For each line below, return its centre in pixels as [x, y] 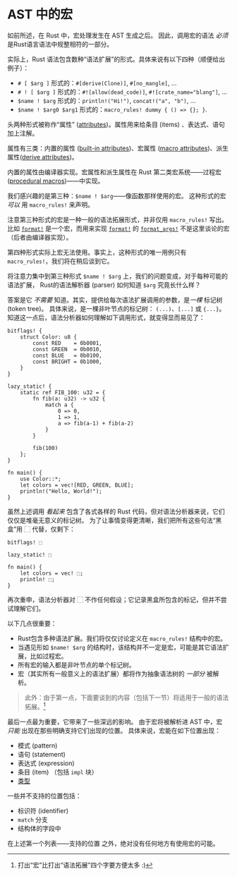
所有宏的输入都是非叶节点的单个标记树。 [76, 664]
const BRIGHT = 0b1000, [67, 361]
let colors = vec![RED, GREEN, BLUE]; [77, 485]
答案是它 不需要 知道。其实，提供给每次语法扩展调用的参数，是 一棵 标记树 [115, 300]
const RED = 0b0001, [67, 343]
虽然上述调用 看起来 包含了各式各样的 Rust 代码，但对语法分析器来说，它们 [116, 511]
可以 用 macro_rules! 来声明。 [50, 205]
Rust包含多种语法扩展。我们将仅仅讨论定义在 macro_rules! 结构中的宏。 [122, 638]
